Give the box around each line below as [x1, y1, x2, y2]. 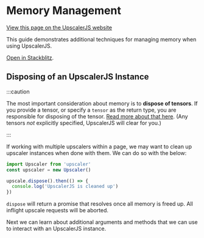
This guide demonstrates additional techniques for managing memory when [6, 35, 197, 43]
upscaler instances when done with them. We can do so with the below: [6, 149, 187, 156]
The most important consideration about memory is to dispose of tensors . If [6, 99, 198, 107]
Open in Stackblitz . [6, 54, 54, 61]
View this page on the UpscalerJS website [6, 24, 113, 31]
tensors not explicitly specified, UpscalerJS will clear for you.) [6, 119, 161, 126]
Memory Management [6, 4, 122, 18]
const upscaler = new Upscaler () [6, 167, 91, 173]
